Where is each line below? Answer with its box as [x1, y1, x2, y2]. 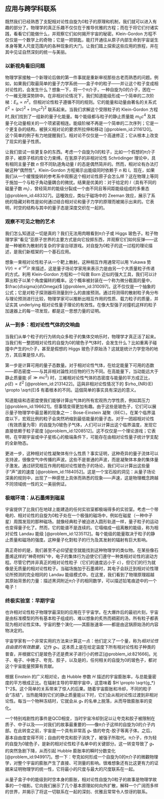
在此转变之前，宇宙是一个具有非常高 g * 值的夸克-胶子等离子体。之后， [13, 728, 155, 735]
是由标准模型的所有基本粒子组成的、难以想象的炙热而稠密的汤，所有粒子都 [5, 615, 154, 621]
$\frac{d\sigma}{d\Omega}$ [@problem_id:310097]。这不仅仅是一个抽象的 [5, 284, 156, 290]
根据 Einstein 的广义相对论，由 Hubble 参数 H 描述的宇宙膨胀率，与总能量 [5, 673, 152, 680]
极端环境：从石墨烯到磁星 [5, 494, 65, 501]
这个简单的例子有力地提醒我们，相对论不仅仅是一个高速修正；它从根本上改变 [5, 132, 159, 138]
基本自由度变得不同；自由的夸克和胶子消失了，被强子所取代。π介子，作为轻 [5, 735, 157, 740]
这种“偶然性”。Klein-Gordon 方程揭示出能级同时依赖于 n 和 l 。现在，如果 [9, 168, 155, 173]
